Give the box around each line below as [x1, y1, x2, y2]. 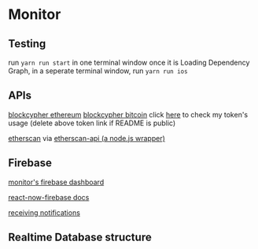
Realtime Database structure [8, 231, 152, 244]
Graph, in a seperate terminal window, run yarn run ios [8, 66, 188, 76]
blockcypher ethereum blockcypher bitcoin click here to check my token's [8, 110, 249, 119]
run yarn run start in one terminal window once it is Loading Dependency [8, 58, 250, 67]
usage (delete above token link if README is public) [8, 118, 176, 128]
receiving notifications [8, 207, 81, 217]
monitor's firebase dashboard [8, 177, 105, 187]
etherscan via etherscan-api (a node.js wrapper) [8, 133, 165, 143]
